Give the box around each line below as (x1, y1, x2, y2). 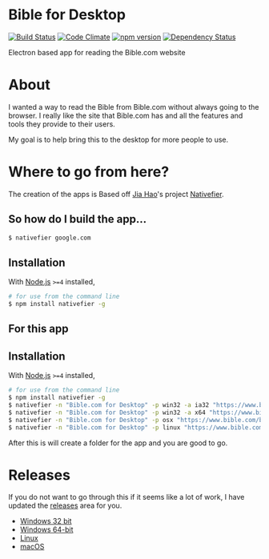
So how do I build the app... (8, 212, 147, 226)
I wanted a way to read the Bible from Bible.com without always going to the (8, 102, 259, 111)
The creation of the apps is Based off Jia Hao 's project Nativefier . (8, 189, 224, 199)
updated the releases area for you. (8, 501, 122, 510)
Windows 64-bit (19, 525, 74, 534)
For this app (8, 322, 70, 336)
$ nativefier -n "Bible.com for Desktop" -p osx (8, 416, 174, 424)
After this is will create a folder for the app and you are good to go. (8, 438, 228, 448)
